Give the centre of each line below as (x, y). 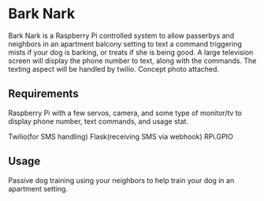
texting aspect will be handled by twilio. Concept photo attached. (113, 69)
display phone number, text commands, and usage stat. (99, 121)
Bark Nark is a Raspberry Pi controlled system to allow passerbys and (121, 35)
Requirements (43, 94)
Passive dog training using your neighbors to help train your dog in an (121, 180)
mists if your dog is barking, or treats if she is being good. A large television (131, 52)
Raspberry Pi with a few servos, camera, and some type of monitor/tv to (125, 113)
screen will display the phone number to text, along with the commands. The (132, 61)
